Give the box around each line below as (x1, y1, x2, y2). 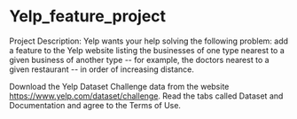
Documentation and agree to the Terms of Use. (9, 99, 182, 110)
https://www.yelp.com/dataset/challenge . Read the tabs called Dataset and (9, 91, 284, 101)
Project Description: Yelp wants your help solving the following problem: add (9, 36, 289, 46)
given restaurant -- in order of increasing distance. (9, 64, 195, 75)
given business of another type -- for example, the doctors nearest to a (9, 54, 270, 65)
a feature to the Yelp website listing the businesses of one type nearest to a (9, 44, 285, 55)
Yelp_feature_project (9, 6, 167, 27)
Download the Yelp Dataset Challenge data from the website (9, 81, 230, 91)
